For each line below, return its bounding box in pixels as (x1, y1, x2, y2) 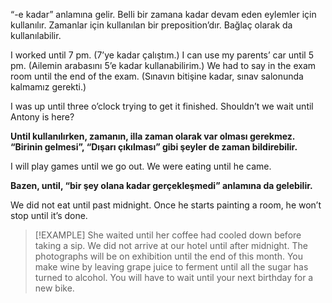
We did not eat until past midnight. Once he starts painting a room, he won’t (10, 199, 322, 211)
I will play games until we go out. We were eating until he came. (10, 160, 272, 172)
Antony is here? (10, 111, 75, 123)
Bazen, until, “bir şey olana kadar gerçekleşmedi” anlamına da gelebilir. (10, 180, 313, 191)
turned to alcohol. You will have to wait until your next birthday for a (34, 272, 314, 283)
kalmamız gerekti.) (10, 81, 87, 93)
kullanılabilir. (10, 30, 62, 41)
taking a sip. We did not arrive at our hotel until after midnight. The (34, 240, 308, 251)
